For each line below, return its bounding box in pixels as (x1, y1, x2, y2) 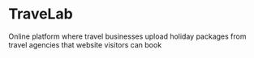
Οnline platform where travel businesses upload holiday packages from (8, 31, 247, 41)
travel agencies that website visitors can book (8, 39, 162, 49)
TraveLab (8, 5, 73, 23)
